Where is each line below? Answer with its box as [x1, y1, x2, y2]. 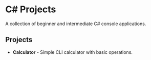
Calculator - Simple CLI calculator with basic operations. [12, 49, 133, 55]
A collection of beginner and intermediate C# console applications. [5, 21, 146, 27]
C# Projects [5, 4, 56, 15]
